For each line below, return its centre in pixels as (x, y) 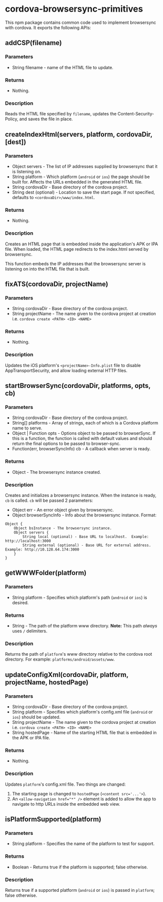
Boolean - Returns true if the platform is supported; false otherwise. (80, 867)
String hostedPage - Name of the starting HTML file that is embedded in (84, 733)
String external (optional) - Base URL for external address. (87, 545)
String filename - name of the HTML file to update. (63, 67)
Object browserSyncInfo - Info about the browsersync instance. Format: (84, 515)
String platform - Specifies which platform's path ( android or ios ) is (80, 597)
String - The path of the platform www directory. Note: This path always (84, 626)
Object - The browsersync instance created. (56, 472)
